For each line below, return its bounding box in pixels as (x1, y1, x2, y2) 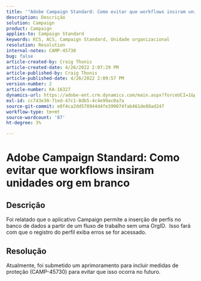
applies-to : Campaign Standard (6, 31, 84, 37)
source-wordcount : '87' (6, 114, 66, 120)
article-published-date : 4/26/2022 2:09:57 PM (6, 75, 124, 81)
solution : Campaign (6, 20, 55, 26)
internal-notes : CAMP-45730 (6, 48, 77, 54)
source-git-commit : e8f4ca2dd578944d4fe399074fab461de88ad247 (6, 103, 165, 109)
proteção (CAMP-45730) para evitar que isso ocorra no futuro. (6, 268, 161, 275)
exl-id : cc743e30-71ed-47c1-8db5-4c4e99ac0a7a (6, 97, 124, 103)
